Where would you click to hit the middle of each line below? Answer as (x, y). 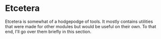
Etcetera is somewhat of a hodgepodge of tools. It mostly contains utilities (79, 21)
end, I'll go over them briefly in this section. (48, 31)
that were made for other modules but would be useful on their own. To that (80, 26)
